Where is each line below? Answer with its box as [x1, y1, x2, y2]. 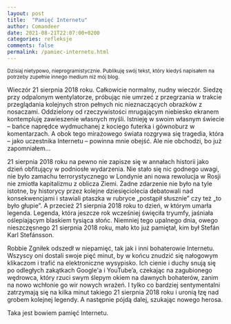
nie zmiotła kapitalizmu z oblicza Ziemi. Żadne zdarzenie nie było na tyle [7, 179, 212, 188]
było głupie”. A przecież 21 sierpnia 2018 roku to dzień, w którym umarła [7, 201, 212, 210]
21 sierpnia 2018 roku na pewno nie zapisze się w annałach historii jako [7, 157, 209, 165]
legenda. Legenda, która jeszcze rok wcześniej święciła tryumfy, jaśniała [7, 208, 214, 217]
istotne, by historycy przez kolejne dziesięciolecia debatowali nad [7, 187, 194, 195]
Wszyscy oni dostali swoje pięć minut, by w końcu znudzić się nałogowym [7, 251, 219, 259]
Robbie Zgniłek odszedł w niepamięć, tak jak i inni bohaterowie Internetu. [7, 244, 215, 252]
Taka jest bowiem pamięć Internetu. [7, 308, 109, 317]
